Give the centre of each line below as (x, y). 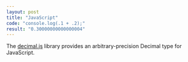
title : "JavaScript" (32, 18)
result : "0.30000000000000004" (46, 29)
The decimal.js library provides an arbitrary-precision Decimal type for (94, 46)
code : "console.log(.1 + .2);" (46, 23)
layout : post (23, 12)
